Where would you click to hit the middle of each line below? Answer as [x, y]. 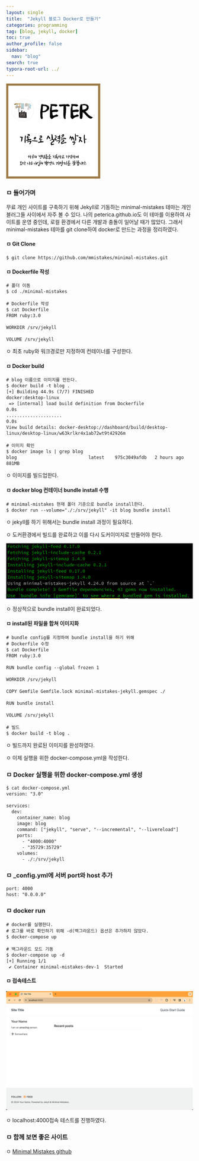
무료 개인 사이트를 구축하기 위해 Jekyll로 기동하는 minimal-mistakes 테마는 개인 [99, 207]
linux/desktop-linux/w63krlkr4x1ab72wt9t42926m [66, 434]
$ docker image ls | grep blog [45, 452]
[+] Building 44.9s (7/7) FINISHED [50, 392]
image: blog [31, 824]
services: [18, 806]
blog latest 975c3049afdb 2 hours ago [95, 458]
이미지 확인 [23, 446]
